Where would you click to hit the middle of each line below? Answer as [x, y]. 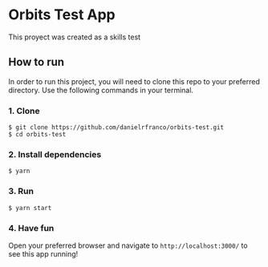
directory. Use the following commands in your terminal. [101, 90]
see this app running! [43, 253]
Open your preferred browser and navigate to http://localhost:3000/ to [128, 245]
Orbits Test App [62, 15]
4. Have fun [31, 228]
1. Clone [24, 111]
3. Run [21, 192]
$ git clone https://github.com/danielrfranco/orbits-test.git [116, 127]
